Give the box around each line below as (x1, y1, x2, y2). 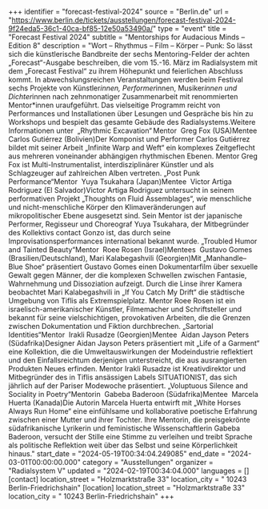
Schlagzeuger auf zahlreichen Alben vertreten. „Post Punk (8, 168, 200, 178)
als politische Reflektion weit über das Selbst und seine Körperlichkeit (8, 440, 238, 450)
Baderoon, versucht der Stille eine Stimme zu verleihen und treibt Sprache (8, 432, 253, 441)
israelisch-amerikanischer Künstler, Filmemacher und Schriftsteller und (8, 304, 242, 314)
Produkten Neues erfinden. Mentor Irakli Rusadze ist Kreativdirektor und (8, 364, 246, 373)
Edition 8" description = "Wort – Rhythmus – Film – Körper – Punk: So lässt (8, 41, 253, 50)
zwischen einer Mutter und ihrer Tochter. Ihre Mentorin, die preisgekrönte (8, 415, 250, 424)
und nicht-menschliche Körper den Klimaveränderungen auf (8, 202, 206, 211)
